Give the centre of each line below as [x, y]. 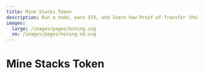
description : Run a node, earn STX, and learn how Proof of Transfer [96, 17]
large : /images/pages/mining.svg [54, 29]
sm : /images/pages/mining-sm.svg [54, 34]
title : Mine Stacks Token [39, 12]
